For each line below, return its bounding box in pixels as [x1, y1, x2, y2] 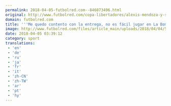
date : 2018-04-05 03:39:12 [5, 31, 63, 36]
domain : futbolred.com [5, 17, 53, 22]
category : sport [5, 36, 40, 41]
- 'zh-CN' [7, 74, 28, 79]
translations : [5, 41, 36, 46]
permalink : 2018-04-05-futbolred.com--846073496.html [5, 7, 122, 13]
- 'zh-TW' [7, 78, 28, 84]
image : [5, 26, 19, 32]
